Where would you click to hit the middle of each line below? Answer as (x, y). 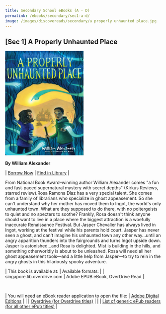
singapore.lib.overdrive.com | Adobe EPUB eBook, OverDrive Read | (75, 277)
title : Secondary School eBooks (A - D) (48, 10)
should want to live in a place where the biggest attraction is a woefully (78, 220)
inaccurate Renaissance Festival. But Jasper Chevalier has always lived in (81, 225)
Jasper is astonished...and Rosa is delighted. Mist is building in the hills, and (83, 246)
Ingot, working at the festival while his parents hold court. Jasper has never (82, 230)
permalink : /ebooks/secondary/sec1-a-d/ (48, 16)
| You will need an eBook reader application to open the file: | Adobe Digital (82, 296)
